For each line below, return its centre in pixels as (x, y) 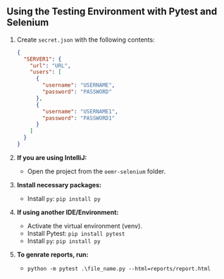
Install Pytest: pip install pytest (76, 233)
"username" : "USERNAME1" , (80, 111)
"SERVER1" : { (43, 59)
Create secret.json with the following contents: (86, 39)
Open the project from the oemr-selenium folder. (97, 171)
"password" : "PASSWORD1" (79, 118)
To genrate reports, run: (52, 254)
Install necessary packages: (59, 185)
